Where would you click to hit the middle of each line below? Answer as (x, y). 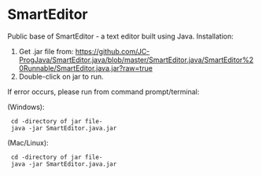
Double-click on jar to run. (61, 76)
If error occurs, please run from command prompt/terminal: (103, 91)
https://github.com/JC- (113, 51)
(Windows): (26, 107)
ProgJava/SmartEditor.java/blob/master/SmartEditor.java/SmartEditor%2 (136, 60)
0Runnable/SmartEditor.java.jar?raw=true (85, 68)
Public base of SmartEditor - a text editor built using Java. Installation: (120, 36)
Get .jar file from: (46, 51)
